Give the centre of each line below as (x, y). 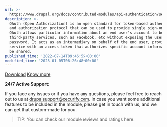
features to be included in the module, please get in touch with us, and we (81, 104)
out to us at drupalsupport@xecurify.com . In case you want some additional (83, 99)
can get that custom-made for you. (41, 110)
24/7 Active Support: (27, 84)
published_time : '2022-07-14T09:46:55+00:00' (53, 56)
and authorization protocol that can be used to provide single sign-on (86, 28)
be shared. (21, 51)
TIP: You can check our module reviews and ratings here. (76, 119)
